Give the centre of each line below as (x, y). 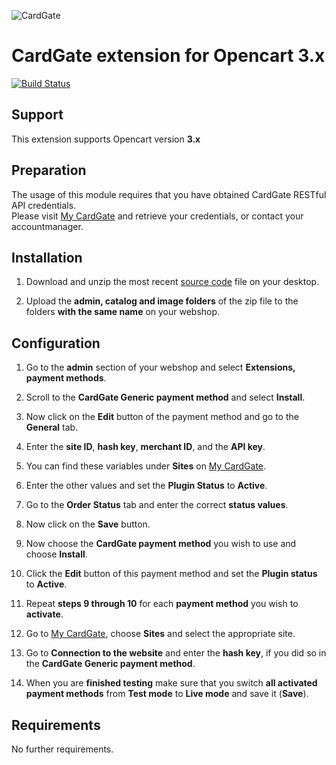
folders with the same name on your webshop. (123, 312)
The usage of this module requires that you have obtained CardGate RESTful (169, 194)
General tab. (52, 427)
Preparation (49, 170)
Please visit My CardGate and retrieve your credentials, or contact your (157, 216)
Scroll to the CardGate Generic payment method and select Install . (165, 397)
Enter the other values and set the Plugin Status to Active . (146, 486)
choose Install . (56, 554)
